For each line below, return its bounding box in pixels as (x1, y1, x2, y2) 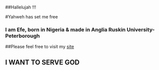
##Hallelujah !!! (5, 4, 37, 10)
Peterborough (5, 32, 40, 39)
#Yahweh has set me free (5, 14, 58, 19)
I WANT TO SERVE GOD (5, 58, 80, 67)
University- (126, 26, 155, 33)
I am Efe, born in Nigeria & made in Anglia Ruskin (5, 26, 126, 33)
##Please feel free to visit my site (5, 44, 74, 50)
